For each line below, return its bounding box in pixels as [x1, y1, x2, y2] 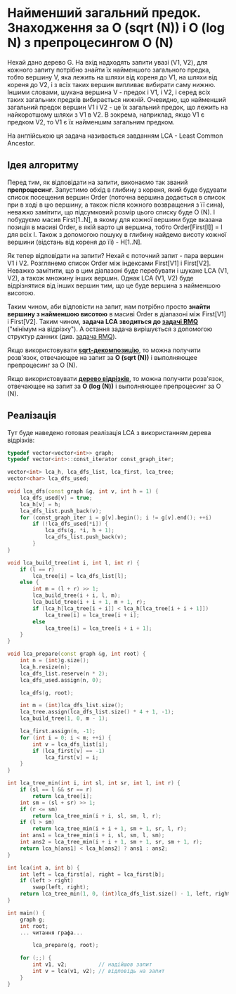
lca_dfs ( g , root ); [20, 689, 74, 697]
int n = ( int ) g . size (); [20, 657, 90, 664]
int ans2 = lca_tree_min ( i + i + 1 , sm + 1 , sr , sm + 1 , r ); [20, 839, 203, 846]
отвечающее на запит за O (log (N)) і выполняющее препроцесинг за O [7, 382, 221, 390]
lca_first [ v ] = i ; [44, 754, 99, 761]
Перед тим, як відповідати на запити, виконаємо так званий [7, 178, 188, 186]
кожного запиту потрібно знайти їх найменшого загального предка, [7, 65, 211, 74]
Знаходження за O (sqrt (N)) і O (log [7, 20, 225, 36]
